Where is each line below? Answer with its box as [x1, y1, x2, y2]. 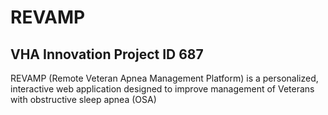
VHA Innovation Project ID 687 [10, 46, 204, 63]
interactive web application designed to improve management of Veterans [10, 83, 315, 95]
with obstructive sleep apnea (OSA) [10, 94, 157, 105]
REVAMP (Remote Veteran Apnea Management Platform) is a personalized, [10, 72, 319, 84]
